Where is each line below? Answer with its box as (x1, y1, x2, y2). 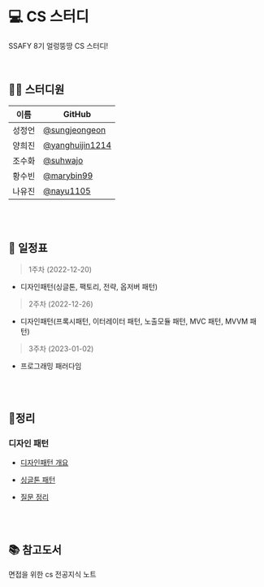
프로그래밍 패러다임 (19, 361, 82, 371)
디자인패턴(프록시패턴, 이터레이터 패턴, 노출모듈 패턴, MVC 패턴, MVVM (19, 316, 249, 326)
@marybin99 (43, 170, 93, 181)
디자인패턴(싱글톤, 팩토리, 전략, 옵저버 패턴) (19, 281, 158, 291)
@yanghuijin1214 (43, 139, 112, 150)
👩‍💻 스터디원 (8, 83, 65, 97)
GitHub (63, 108, 92, 120)
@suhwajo (43, 154, 84, 166)
